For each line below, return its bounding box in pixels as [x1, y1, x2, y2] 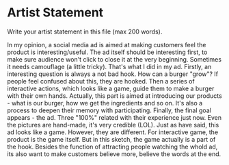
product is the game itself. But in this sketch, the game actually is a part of [7, 135, 216, 143]
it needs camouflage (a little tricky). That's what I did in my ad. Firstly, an [7, 62, 212, 71]
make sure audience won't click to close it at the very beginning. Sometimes [7, 55, 222, 63]
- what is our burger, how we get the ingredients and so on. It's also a [7, 99, 203, 107]
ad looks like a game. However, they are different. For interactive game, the [7, 128, 219, 136]
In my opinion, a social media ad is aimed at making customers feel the [7, 40, 206, 49]
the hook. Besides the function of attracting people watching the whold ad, [7, 142, 218, 151]
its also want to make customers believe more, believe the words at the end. [7, 149, 221, 158]
